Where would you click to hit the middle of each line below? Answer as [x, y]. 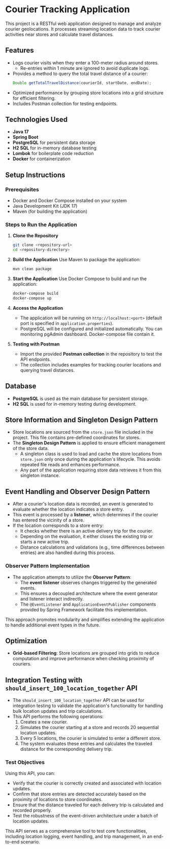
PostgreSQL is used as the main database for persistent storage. [80, 398]
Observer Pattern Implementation [47, 566]
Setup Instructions [35, 175]
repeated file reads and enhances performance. [70, 465]
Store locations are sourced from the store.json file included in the [83, 432]
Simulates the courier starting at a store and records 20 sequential [89, 728]
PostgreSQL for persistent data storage [54, 143]
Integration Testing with [44, 680]
